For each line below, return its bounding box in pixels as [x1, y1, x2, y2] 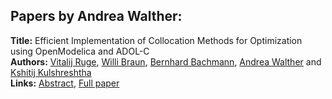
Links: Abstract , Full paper [10, 77, 120, 89]
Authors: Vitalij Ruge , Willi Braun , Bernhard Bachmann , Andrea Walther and [10, 55, 322, 68]
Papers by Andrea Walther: [10, 8, 183, 25]
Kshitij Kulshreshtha [10, 66, 92, 78]
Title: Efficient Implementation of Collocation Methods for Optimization [10, 34, 303, 46]
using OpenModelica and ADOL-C [10, 45, 150, 57]
